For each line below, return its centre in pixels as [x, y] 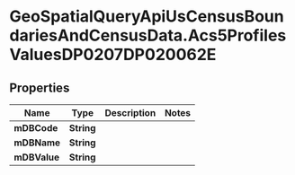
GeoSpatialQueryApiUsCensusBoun [147, 17]
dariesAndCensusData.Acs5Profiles [148, 35]
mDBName [37, 143]
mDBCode [36, 128]
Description [130, 113]
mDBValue [37, 157]
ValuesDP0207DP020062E [113, 55]
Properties [40, 87]
